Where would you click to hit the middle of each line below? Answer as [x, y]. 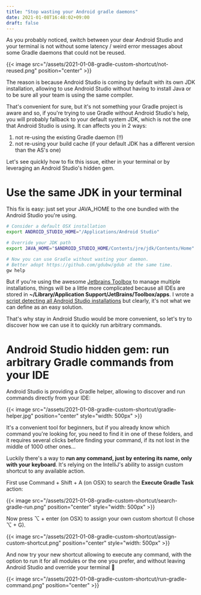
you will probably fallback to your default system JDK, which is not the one [99, 119]
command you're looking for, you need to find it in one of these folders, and [100, 434]
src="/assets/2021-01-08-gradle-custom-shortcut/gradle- [104, 410]
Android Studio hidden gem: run [88, 349]
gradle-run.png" [26, 507]
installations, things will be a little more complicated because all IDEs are [96, 288]
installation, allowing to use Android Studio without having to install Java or [99, 89]
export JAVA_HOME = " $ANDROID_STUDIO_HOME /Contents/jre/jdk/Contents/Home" [100, 248]
